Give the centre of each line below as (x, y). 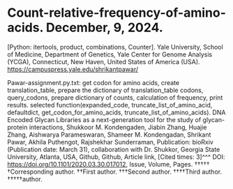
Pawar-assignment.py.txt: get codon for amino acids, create (93, 82)
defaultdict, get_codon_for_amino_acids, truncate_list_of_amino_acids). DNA (116, 112)
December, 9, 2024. (105, 28)
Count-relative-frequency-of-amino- (117, 13)
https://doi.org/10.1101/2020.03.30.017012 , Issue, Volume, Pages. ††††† (108, 164)
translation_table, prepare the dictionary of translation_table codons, (105, 90)
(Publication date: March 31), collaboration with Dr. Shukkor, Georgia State (114, 149)
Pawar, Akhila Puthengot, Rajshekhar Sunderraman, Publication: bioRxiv (111, 142)
